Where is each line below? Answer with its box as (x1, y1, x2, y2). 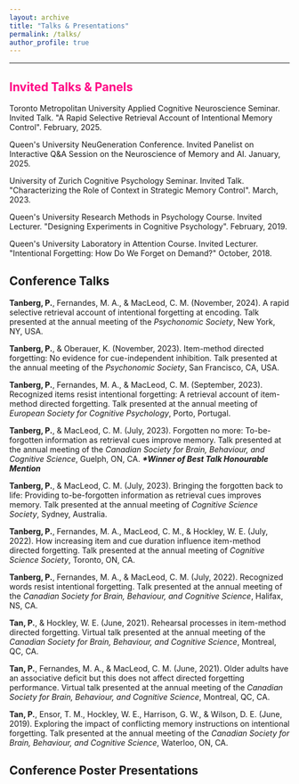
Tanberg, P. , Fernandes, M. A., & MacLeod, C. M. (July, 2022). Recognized (9, 572, 284, 582)
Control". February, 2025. (9, 122, 102, 133)
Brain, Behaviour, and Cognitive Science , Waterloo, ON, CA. (9, 737, 229, 747)
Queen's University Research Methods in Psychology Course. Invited (9, 211, 263, 223)
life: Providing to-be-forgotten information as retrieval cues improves (9, 490, 262, 500)
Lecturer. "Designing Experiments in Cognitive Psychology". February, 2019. (9, 221, 287, 232)
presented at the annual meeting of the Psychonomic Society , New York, (9, 316, 276, 326)
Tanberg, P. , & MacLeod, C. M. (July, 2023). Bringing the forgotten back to (9, 480, 283, 491)
